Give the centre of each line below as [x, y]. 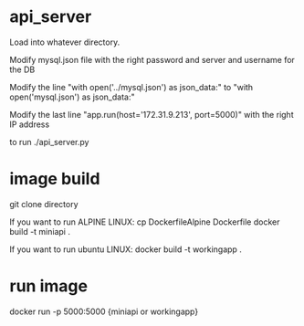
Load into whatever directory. [65, 42]
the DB [22, 69]
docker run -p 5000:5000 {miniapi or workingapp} [104, 311]
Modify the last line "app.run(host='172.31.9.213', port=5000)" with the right [152, 114]
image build [55, 179]
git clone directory [44, 204]
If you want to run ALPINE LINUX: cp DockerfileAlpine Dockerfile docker [145, 222]
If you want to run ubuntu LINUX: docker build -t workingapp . [126, 249]
